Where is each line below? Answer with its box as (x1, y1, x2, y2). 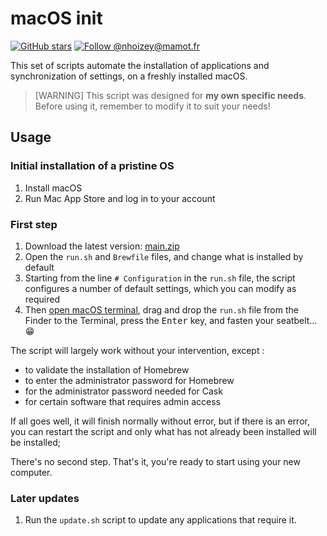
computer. (10, 466, 53, 478)
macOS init (10, 7, 103, 30)
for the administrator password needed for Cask (24, 385, 223, 397)
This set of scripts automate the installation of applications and (10, 59, 270, 71)
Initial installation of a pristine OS (10, 159, 175, 173)
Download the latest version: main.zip (24, 240, 180, 252)
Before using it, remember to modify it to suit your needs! (34, 100, 271, 112)
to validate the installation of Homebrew (24, 363, 190, 376)
